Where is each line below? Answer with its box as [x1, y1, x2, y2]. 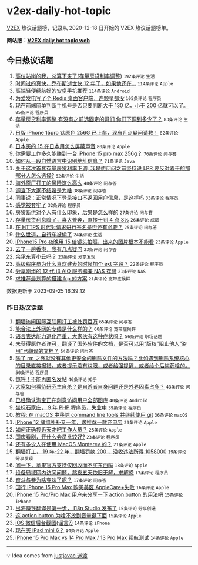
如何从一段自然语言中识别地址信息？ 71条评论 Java [15, 157, 135, 164]
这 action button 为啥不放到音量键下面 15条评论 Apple [15, 512, 142, 519]
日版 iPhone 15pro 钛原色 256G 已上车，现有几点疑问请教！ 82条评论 [15, 129, 179, 136]
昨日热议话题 [6, 303, 43, 312]
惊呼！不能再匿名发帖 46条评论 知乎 [15, 376, 98, 383]
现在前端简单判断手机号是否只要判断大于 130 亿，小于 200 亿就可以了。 [15, 102, 189, 109]
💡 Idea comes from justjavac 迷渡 [6, 552, 88, 559]
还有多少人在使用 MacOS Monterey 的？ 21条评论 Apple [15, 441, 147, 448]
